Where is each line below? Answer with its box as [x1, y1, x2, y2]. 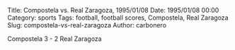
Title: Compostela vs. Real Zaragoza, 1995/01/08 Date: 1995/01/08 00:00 [7, 6, 219, 14]
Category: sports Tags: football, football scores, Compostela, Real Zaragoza [7, 13, 229, 22]
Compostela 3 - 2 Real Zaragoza [7, 35, 102, 43]
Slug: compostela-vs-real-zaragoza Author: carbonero [7, 21, 167, 29]
